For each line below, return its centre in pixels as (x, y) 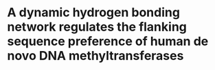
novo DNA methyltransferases (95, 56)
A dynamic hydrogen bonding (94, 13)
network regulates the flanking (97, 27)
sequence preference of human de (108, 41)
